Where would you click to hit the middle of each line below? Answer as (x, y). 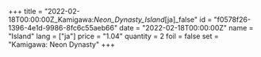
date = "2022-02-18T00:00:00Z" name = (186, 28)
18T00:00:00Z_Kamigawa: (51, 20)
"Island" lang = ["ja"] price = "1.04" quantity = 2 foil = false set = (114, 36)
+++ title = (26, 11)
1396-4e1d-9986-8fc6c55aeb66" (63, 28)
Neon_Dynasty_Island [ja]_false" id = (153, 20)
